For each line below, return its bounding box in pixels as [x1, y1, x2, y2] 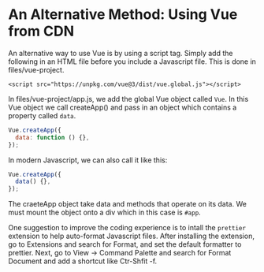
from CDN [8, 22, 75, 40]
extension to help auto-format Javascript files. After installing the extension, [8, 231, 255, 241]
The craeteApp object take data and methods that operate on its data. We [8, 199, 247, 209]
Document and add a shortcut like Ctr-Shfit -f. [8, 256, 158, 266]
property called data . [8, 110, 76, 120]
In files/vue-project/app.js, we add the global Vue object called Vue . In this [8, 94, 249, 103]
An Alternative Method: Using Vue [8, 6, 238, 24]
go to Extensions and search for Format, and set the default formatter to [8, 240, 242, 249]
